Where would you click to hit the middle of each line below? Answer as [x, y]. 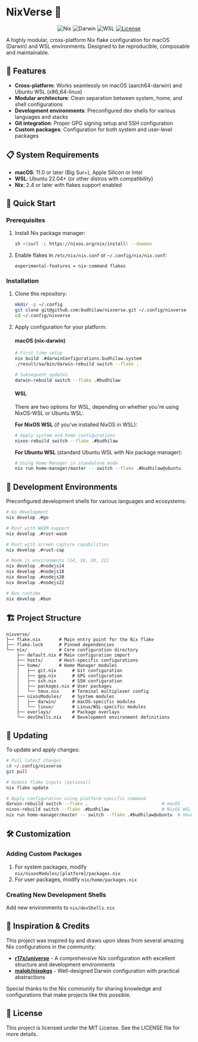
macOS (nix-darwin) [40, 340]
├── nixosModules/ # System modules [66, 697]
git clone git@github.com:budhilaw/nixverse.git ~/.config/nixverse [100, 310]
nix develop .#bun [29, 599]
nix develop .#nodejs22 [35, 582]
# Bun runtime [24, 593]
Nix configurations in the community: [51, 947]
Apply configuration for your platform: [61, 327]
